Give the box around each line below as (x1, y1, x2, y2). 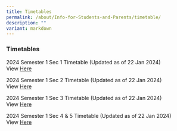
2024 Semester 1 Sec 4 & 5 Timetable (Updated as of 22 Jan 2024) (6, 112, 172, 119)
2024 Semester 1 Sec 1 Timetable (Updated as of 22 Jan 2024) (6, 58, 161, 65)
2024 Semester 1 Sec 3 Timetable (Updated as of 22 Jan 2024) (6, 94, 162, 101)
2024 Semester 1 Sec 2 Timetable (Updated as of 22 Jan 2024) (6, 76, 162, 83)
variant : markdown (6, 25, 52, 32)
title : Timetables (6, 8, 52, 15)
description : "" (6, 20, 46, 26)
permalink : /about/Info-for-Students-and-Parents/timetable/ (6, 14, 162, 20)
